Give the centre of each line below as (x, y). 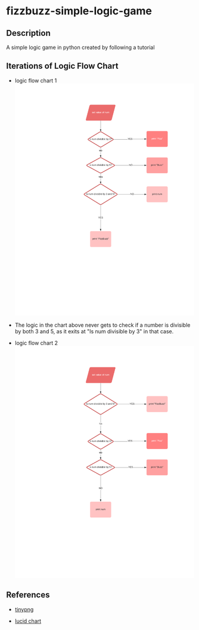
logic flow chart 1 (36, 80)
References (28, 595)
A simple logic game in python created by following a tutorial (80, 47)
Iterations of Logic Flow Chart (62, 66)
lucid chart (28, 621)
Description (28, 33)
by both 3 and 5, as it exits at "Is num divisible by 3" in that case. (94, 331)
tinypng (24, 609)
